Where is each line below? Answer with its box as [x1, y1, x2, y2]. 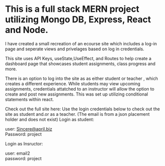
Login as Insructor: [5, 140, 43, 146]
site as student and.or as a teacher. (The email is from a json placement [5, 111, 150, 117]
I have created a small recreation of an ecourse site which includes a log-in [5, 40, 157, 46]
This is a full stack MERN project [5, 3, 139, 15]
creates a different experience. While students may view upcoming [5, 80, 141, 87]
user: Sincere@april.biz [5, 126, 53, 132]
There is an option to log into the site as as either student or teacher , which [5, 75, 158, 81]
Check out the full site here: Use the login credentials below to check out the [5, 106, 160, 112]
